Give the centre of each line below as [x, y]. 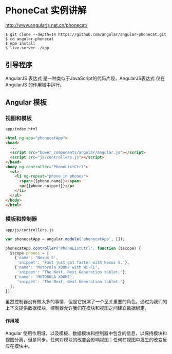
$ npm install [21, 43]
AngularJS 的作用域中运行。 [35, 85]
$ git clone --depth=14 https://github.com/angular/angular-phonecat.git [86, 34]
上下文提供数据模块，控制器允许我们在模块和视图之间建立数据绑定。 [77, 308]
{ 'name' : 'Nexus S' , [36, 258]
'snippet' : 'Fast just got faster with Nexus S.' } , [73, 263]
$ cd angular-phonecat [30, 39]
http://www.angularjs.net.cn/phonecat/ [46, 25]
